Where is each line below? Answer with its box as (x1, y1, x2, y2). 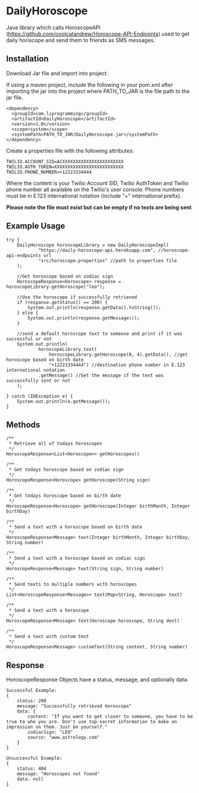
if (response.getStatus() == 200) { (17, 299, 108, 305)
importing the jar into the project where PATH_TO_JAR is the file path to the (6, 88, 190, 95)
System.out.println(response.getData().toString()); (27, 304, 161, 310)
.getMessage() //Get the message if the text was (38, 372, 164, 378)
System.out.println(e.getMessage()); (17, 398, 111, 405)
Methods (6, 419, 41, 430)
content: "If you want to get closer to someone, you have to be (27, 714, 194, 720)
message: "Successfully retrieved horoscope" (17, 703, 132, 710)
